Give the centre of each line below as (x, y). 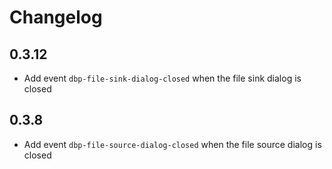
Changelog (56, 17)
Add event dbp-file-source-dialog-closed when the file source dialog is (172, 144)
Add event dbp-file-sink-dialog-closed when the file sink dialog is (162, 78)
